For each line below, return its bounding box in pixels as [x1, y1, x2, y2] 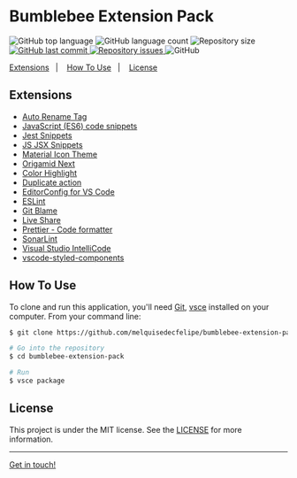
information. [9, 434, 54, 444]
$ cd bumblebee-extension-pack [9, 352, 125, 361]
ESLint [21, 196, 46, 206]
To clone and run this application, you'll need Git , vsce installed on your [9, 301, 270, 312]
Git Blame [21, 205, 57, 216]
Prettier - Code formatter [21, 224, 113, 235]
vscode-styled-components [21, 252, 125, 263]
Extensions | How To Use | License [9, 62, 157, 73]
